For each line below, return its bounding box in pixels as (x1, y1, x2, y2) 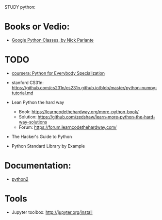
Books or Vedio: (4, 21, 70, 32)
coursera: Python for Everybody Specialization (11, 70, 105, 76)
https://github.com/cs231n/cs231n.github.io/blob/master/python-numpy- (11, 85, 157, 90)
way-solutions (18, 119, 47, 125)
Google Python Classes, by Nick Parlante (11, 37, 94, 43)
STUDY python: (4, 4, 36, 10)
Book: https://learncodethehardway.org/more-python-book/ (18, 109, 139, 115)
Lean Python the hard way (11, 99, 65, 105)
